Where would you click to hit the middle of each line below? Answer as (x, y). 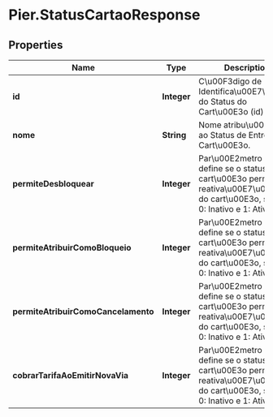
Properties (36, 45)
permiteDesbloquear (54, 184)
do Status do (223, 101)
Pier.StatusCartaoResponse (104, 15)
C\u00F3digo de (230, 81)
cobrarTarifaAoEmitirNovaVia (70, 375)
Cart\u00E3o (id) (231, 112)
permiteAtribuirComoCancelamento (83, 312)
